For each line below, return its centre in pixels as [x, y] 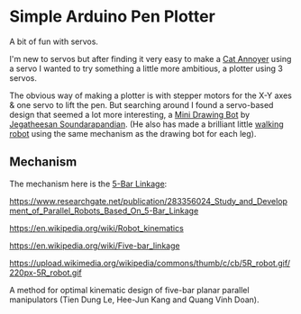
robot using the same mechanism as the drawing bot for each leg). [133, 133]
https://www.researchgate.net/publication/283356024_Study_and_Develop [149, 201]
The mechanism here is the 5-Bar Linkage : [88, 184]
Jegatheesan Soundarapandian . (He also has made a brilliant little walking [146, 124]
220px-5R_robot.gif [46, 273]
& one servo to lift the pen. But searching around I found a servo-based [141, 104]
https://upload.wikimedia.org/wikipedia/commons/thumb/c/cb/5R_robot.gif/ [150, 263]
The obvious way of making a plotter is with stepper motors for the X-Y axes [151, 95]
